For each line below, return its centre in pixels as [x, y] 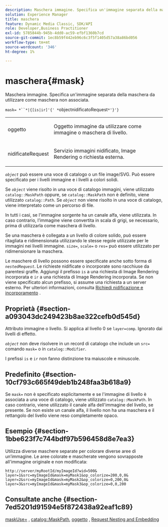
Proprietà [20, 309]
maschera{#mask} [45, 81]
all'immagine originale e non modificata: [46, 461]
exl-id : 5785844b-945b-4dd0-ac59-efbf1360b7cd [54, 33]
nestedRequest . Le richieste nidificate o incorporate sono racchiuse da [77, 266]
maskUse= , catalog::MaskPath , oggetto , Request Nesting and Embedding [82, 519]
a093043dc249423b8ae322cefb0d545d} [73, 317]
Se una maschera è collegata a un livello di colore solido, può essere [76, 235]
